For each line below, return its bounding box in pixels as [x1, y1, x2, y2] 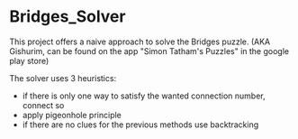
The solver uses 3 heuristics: [9, 72, 117, 83]
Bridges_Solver [9, 6, 126, 27]
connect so [22, 99, 65, 110]
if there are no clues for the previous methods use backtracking [22, 119, 259, 130]
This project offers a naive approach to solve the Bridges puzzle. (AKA [9, 36, 271, 47]
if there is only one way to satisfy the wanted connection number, [22, 90, 266, 101]
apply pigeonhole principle [22, 109, 122, 120]
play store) [9, 55, 50, 66]
